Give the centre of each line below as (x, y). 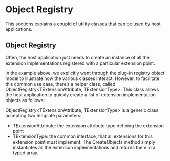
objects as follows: (25, 100)
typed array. (26, 153)
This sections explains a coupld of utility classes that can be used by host (83, 24)
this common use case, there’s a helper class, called (60, 84)
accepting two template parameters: (44, 115)
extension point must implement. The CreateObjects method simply (84, 142)
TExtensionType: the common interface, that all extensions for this (82, 136)
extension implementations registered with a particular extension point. (80, 63)
